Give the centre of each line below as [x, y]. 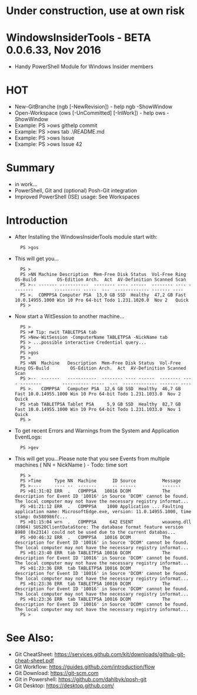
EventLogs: [28, 437]
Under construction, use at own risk [96, 11]
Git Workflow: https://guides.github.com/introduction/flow [85, 667]
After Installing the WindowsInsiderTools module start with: [86, 237]
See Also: [30, 638]
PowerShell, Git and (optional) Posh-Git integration [76, 190]
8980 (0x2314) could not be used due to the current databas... [95, 532]
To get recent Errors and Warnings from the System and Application [97, 430]
